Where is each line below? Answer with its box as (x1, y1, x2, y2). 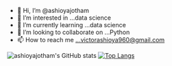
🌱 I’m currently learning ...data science (16, 21, 127, 29)
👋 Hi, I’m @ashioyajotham (16, 7, 89, 14)
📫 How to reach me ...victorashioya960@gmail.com (16, 36, 165, 44)
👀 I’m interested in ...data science (16, 14, 112, 22)
